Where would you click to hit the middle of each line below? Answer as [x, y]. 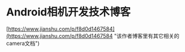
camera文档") [23, 43]
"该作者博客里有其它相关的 [147, 35]
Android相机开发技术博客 [69, 12]
